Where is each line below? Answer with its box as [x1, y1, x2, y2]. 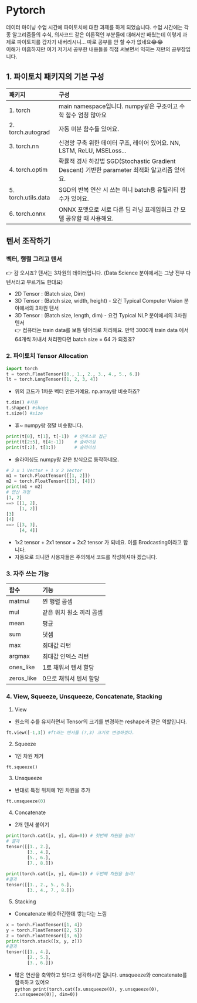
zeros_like [9, 674, 37, 682]
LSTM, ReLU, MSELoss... [58, 146, 127, 154]
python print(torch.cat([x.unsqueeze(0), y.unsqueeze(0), [14, 986, 159, 992]
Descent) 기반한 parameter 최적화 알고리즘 [58, 165, 173, 174]
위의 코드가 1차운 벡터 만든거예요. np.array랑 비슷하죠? [14, 388, 140, 395]
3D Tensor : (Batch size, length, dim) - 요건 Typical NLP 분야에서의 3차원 [14, 312, 188, 319]
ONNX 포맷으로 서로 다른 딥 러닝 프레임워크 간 [58, 205, 179, 214]
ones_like [9, 663, 35, 672]
